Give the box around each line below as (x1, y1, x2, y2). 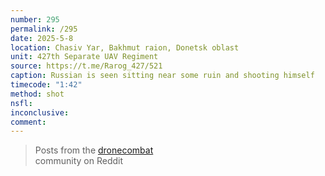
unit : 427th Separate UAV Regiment (10, 52, 159, 62)
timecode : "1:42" (10, 80, 83, 90)
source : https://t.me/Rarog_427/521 (10, 61, 163, 71)
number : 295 (10, 14, 60, 25)
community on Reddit (34, 155, 124, 167)
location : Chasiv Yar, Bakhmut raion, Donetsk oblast (10, 42, 240, 53)
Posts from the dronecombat (34, 144, 154, 156)
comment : (10, 117, 47, 127)
